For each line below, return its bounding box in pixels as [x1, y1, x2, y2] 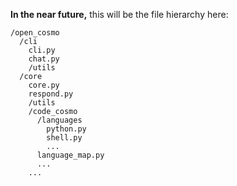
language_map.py [36, 150, 105, 160]
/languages [36, 115, 83, 125]
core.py [28, 80, 60, 90]
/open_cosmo [10, 28, 60, 38]
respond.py [28, 89, 74, 99]
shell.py [46, 133, 83, 143]
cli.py [28, 45, 56, 55]
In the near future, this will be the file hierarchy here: [10, 9, 229, 20]
